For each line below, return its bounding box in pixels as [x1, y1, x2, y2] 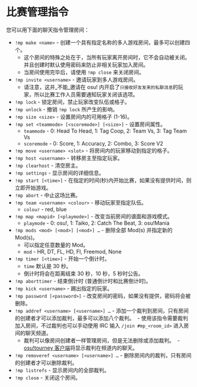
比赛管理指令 [6, 5, 69, 19]
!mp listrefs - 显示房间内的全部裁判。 [14, 366, 110, 373]
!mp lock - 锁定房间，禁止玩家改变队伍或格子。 [14, 98, 131, 105]
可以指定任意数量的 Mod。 [23, 241, 89, 248]
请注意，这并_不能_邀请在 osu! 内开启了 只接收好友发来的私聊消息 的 [23, 83, 179, 90]
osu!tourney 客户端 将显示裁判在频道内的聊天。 [23, 344, 138, 351]
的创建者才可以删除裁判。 [14, 359, 78, 366]
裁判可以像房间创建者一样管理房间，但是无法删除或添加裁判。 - [23, 336, 180, 344]
